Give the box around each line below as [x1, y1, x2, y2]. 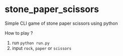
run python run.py [12, 39, 50, 46]
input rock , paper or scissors [12, 45, 72, 51]
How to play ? [5, 30, 33, 36]
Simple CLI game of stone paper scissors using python [5, 20, 118, 26]
